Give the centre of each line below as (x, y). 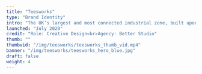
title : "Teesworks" (31, 12)
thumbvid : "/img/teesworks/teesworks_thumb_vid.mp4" (74, 45)
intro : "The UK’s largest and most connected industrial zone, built (95, 23)
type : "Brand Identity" (36, 17)
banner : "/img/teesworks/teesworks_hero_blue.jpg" (71, 51)
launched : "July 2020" (35, 28)
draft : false (23, 56)
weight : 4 (19, 61)
